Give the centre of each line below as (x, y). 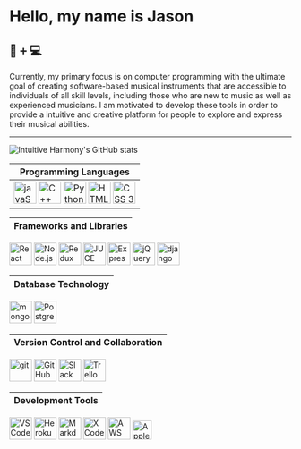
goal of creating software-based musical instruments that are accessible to (148, 86)
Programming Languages (74, 172)
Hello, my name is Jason (102, 17)
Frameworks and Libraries (71, 226)
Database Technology (62, 284)
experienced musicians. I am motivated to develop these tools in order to (144, 105)
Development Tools (56, 400)
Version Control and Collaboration (88, 342)
